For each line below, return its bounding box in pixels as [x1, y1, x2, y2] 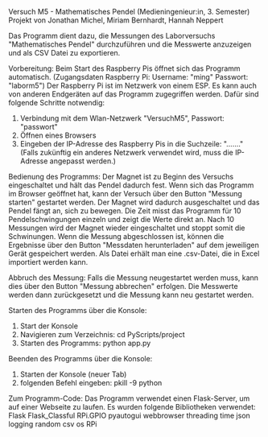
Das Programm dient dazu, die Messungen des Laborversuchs [8, 31, 216, 40]
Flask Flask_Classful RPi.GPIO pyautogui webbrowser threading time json [8, 410, 251, 420]
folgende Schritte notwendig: [8, 98, 105, 107]
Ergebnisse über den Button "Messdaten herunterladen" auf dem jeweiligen [8, 241, 260, 249]
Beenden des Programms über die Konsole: [8, 354, 153, 363]
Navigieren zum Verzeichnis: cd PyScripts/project [19, 330, 185, 339]
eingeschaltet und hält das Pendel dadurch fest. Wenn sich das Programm [8, 180, 254, 190]
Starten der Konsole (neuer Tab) [19, 369, 127, 379]
